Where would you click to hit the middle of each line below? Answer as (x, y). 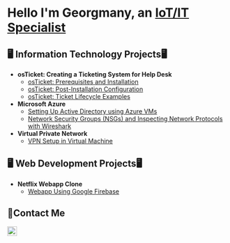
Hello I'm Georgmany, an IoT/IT (98, 13)
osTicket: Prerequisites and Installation (83, 82)
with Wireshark (49, 126)
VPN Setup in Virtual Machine (70, 141)
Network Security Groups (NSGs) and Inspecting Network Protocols (125, 119)
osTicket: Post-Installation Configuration (85, 89)
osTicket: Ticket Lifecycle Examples (79, 96)
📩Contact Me (36, 213)
